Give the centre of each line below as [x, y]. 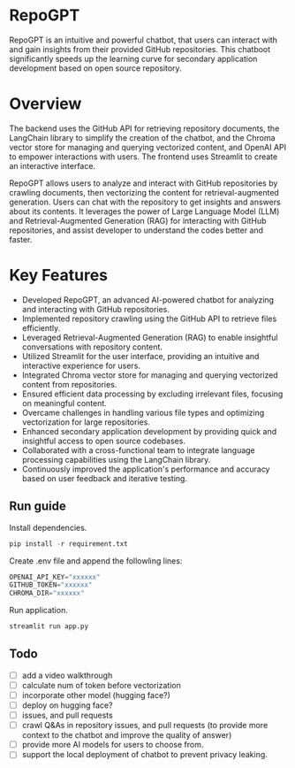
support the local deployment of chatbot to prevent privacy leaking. [144, 755]
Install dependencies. [48, 527]
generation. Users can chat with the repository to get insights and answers [145, 202]
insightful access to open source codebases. [103, 441]
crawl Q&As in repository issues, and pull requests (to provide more [145, 726]
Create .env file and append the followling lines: [96, 561]
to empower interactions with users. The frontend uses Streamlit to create [144, 157]
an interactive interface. [52, 165]
